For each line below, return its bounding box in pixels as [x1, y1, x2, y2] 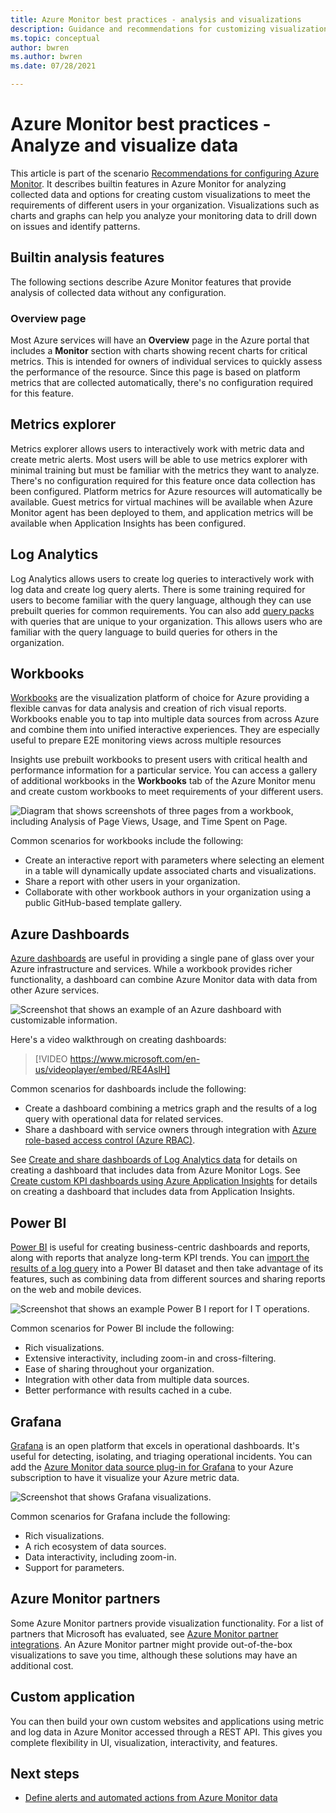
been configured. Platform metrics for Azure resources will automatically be [10, 485, 323, 497]
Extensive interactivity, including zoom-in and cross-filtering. [24, 1352, 277, 1365]
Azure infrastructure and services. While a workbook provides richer [10, 963, 293, 975]
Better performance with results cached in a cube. [24, 1384, 233, 1396]
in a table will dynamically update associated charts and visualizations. [24, 865, 317, 877]
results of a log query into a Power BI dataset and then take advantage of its [10, 1262, 324, 1275]
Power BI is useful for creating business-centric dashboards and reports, [10, 1241, 311, 1253]
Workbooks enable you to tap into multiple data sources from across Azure [10, 713, 320, 725]
